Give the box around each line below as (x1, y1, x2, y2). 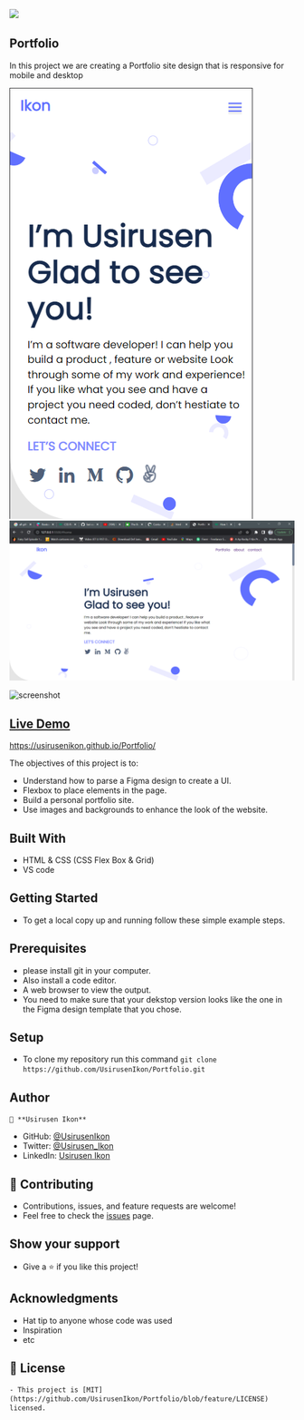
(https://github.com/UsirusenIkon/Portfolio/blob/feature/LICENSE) (9, 1395, 270, 1404)
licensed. (9, 1404, 47, 1413)
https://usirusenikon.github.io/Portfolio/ (9, 740, 157, 751)
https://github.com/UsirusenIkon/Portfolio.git (22, 1065, 205, 1074)
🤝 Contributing (9, 1176, 94, 1192)
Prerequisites (9, 941, 87, 956)
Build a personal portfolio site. (22, 795, 134, 806)
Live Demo (9, 716, 71, 731)
